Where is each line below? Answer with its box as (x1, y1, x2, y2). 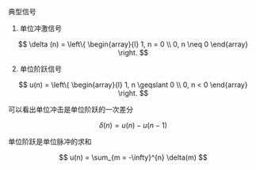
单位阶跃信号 (19, 64, 62, 74)
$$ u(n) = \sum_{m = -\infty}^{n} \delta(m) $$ (59, 153, 208, 162)
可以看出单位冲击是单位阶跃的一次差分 (8, 105, 133, 114)
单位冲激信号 (19, 24, 62, 33)
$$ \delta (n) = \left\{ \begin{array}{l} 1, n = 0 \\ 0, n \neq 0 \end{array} (17, 40, 249, 49)
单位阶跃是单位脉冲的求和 (8, 137, 92, 146)
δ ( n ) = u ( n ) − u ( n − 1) (98, 121, 168, 130)
